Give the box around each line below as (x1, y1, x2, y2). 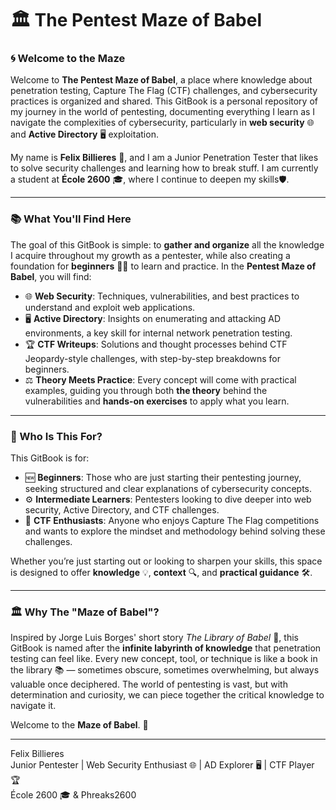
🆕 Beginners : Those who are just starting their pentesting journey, (24, 472, 302, 484)
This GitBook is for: (10, 452, 90, 464)
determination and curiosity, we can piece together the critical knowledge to (10, 689, 325, 701)
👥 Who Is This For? (10, 429, 103, 443)
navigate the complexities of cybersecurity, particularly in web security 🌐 (10, 117, 315, 129)
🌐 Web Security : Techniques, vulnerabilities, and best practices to (24, 290, 300, 302)
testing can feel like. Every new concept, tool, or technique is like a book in (10, 653, 318, 665)
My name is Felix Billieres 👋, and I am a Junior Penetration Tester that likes (10, 152, 319, 164)
